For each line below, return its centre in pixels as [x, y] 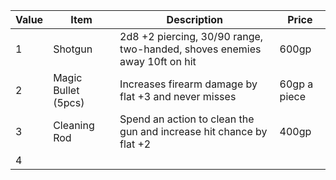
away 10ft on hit [158, 61]
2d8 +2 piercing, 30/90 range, [191, 36]
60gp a [296, 84]
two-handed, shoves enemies [190, 49]
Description [195, 19]
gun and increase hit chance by [193, 131]
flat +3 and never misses [178, 96]
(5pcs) [69, 102]
